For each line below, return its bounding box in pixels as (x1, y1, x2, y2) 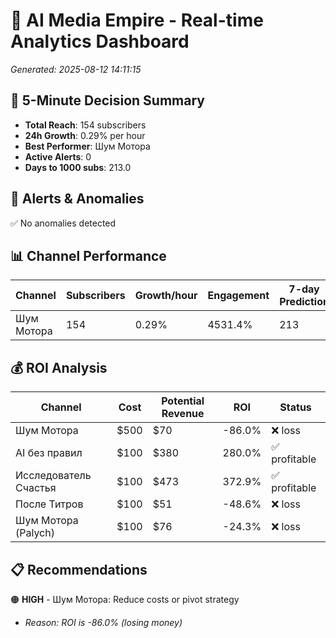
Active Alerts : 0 (24, 150, 92, 163)
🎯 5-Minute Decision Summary (10, 92, 205, 109)
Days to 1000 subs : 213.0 (24, 161, 132, 173)
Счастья (15, 481, 57, 495)
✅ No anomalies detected (10, 217, 117, 229)
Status (279, 400, 312, 414)
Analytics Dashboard (10, 30, 190, 53)
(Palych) (15, 526, 55, 540)
